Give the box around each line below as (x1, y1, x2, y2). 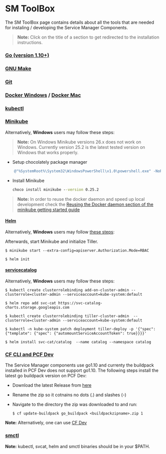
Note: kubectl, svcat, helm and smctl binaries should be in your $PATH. (5, 443, 150, 449)
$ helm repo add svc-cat (5, 301, 56, 306)
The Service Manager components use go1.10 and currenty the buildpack (5, 362, 154, 368)
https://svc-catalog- (58, 301, 103, 306)
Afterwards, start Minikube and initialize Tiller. (5, 238, 98, 244)
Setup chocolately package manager (12, 159, 87, 165)
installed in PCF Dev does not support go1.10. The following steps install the (5, 367, 159, 373)
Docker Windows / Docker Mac (5, 91, 82, 98)
